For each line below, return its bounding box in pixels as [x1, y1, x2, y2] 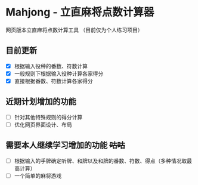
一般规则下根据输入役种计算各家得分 [14, 70, 104, 77]
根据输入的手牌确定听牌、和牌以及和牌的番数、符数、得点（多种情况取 [14, 157, 187, 164]
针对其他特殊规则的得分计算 [14, 113, 83, 121]
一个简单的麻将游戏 [14, 172, 62, 179]
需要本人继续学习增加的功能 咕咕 [5, 140, 125, 150]
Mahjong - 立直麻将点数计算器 [5, 5, 154, 19]
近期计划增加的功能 [5, 97, 76, 107]
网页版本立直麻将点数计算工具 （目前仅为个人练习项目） [5, 26, 143, 33]
